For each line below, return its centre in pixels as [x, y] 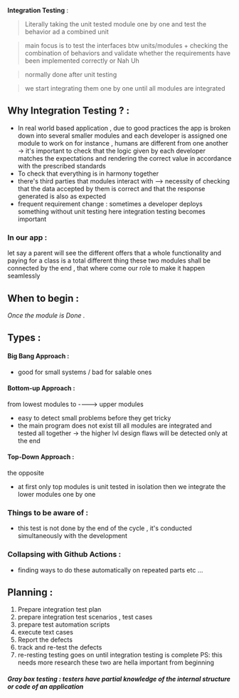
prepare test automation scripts [64, 624]
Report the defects [45, 640]
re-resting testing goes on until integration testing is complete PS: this [120, 655]
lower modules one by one [57, 494]
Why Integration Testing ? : [69, 111]
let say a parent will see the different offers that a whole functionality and [115, 253]
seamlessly [24, 276]
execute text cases [45, 632]
